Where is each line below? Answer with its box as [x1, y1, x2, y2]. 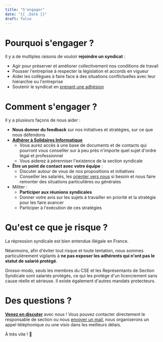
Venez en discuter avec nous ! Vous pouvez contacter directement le [5, 312, 145, 318]
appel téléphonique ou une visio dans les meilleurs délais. [5, 322, 121, 328]
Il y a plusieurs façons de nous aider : [5, 117, 81, 123]
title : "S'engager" [5, 7, 45, 12]
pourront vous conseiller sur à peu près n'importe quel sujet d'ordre [19, 147, 157, 153]
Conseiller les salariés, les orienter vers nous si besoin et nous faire [19, 173, 156, 179]
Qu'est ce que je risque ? [5, 222, 108, 233]
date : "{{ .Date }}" [5, 12, 47, 17]
